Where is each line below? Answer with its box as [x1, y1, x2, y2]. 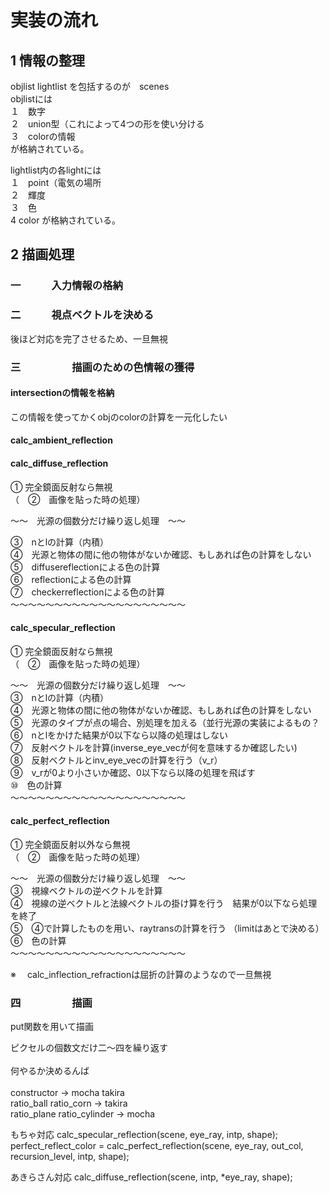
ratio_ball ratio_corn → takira [10, 1097, 128, 1110]
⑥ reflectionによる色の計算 [10, 573, 132, 585]
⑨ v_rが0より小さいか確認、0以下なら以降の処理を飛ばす [10, 766, 256, 778]
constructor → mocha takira [10, 1087, 125, 1099]
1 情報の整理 [10, 52, 86, 69]
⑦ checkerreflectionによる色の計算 [10, 586, 166, 598]
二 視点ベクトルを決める [10, 308, 155, 322]
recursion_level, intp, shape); [10, 1151, 130, 1163]
